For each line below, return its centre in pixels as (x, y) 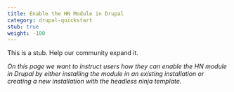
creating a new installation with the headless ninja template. (95, 82)
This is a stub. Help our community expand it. (73, 53)
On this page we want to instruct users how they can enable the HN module (117, 66)
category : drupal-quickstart (50, 20)
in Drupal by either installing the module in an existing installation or (106, 74)
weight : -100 (26, 33)
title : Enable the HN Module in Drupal (66, 14)
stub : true (23, 26)
